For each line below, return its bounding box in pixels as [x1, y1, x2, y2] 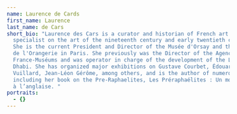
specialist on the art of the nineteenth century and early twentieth [13, 37, 226, 44]
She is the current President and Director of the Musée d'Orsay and [13, 43, 222, 50]
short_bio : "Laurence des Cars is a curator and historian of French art [6, 30, 229, 38]
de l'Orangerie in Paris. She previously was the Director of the [13, 50, 213, 57]
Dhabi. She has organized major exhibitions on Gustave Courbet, [13, 63, 210, 70]
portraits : [6, 89, 39, 96]
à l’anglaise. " [13, 83, 61, 90]
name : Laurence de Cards [6, 10, 80, 18]
